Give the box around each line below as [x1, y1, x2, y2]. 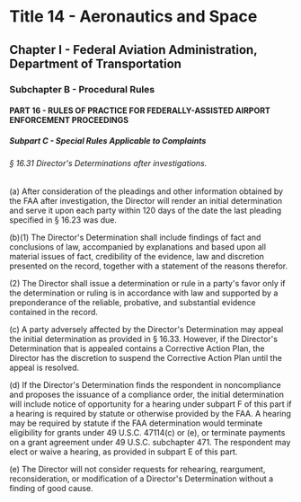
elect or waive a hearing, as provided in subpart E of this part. [9, 446, 238, 457]
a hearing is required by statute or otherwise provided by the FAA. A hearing [9, 408, 292, 418]
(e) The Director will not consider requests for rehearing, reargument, [9, 463, 266, 474]
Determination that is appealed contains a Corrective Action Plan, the [9, 343, 265, 354]
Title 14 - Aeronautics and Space [9, 6, 258, 27]
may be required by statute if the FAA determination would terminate [9, 418, 263, 428]
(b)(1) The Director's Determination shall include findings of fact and [9, 232, 261, 242]
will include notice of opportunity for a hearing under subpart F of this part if [9, 398, 292, 410]
